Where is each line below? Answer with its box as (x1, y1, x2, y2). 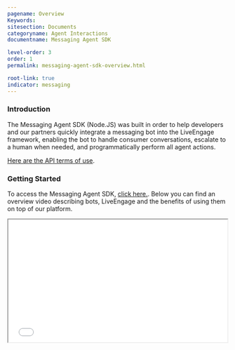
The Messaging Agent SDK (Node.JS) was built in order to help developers (7, 120, 224, 128)
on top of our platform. (7, 205, 73, 213)
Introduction (7, 105, 51, 114)
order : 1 (7, 55, 33, 63)
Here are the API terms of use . (7, 156, 95, 165)
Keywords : (7, 17, 36, 24)
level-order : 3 (7, 49, 52, 56)
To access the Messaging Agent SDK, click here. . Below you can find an (7, 190, 216, 198)
